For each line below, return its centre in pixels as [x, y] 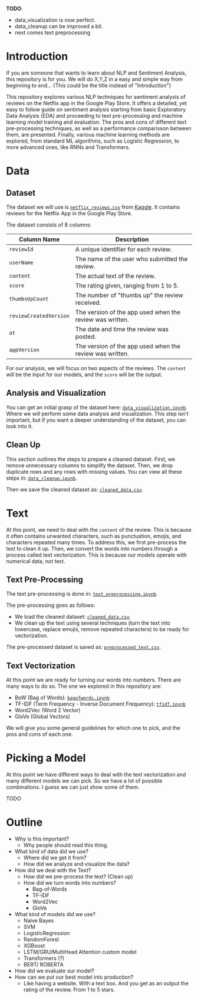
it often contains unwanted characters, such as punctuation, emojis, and [94, 536]
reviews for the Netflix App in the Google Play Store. [69, 213]
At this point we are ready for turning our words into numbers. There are [94, 680]
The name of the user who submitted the [131, 258]
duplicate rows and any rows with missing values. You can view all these [94, 471]
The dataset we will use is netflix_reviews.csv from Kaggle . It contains [93, 207]
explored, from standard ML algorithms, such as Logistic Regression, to [93, 141]
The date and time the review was [122, 329]
